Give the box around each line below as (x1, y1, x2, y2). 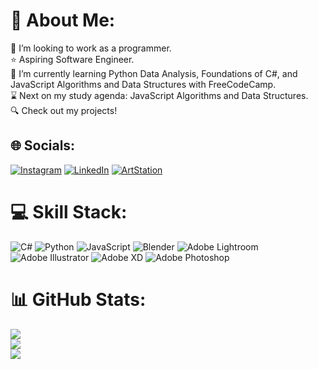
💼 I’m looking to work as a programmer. (10, 42, 172, 54)
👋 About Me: (10, 9, 116, 32)
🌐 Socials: (10, 137, 76, 154)
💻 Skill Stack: (10, 200, 128, 223)
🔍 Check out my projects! (10, 104, 118, 116)
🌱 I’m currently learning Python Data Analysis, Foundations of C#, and (10, 67, 298, 79)
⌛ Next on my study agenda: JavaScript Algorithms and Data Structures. (10, 89, 309, 101)
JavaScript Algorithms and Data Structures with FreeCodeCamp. (10, 78, 277, 90)
